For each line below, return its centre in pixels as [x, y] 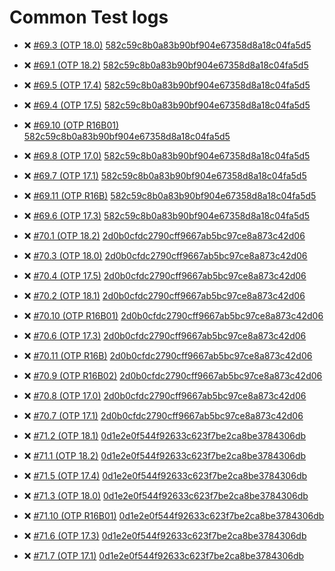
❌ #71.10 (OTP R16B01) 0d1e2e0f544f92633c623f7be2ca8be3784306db [174, 515]
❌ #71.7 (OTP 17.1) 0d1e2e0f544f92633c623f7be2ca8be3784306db [164, 555]
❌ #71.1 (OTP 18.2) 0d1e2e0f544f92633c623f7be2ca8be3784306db [165, 455]
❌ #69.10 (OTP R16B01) [71, 125]
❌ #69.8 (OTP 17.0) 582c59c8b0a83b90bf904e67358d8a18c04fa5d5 [167, 155]
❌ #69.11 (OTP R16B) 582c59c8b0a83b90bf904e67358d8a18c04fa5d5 [170, 195]
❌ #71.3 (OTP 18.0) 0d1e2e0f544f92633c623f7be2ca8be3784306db [166, 495]
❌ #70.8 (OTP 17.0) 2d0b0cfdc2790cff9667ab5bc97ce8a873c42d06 [165, 395]
